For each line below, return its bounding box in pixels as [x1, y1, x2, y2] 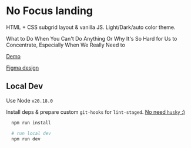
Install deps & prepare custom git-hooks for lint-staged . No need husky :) [6, 108, 185, 116]
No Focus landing [6, 4, 93, 18]
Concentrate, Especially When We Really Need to [6, 41, 125, 48]
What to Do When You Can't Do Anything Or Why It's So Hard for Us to [6, 35, 177, 42]
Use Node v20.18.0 [6, 97, 53, 104]
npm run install [11, 120, 51, 126]
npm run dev [11, 136, 41, 142]
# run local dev [11, 130, 51, 136]
